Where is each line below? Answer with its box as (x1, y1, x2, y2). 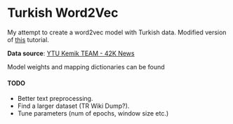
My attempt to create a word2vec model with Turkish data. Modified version (7, 28, 227, 36)
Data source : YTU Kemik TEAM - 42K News (7, 49, 135, 57)
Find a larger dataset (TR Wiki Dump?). (17, 102, 130, 110)
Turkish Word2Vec (7, 5, 119, 21)
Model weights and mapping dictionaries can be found (7, 62, 165, 71)
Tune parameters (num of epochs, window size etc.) (17, 109, 169, 118)
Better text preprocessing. (17, 95, 93, 103)
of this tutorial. (7, 35, 49, 43)
